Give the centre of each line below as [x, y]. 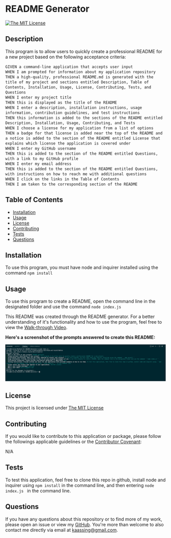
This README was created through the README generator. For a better [80, 316]
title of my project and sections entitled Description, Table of [77, 82]
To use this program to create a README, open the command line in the [80, 301]
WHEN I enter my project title [38, 97]
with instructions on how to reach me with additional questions [76, 174]
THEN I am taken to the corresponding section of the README [72, 184]
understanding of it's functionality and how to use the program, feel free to [83, 322]
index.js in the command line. [38, 491]
